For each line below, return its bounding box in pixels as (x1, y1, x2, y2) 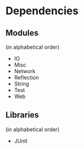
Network (14, 68, 36, 75)
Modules (5, 28, 39, 38)
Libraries (5, 110, 39, 120)
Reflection (14, 74, 40, 81)
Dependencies (5, 4, 79, 18)
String (14, 80, 30, 87)
